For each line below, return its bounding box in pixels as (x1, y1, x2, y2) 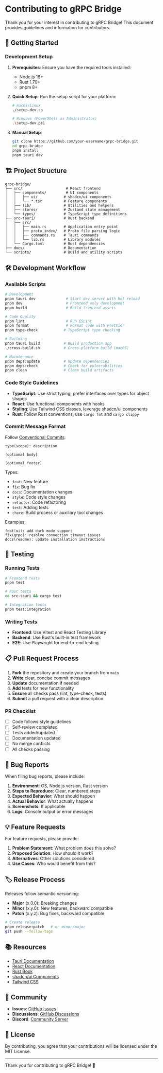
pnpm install (12, 148, 39, 153)
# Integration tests (5, 602, 47, 607)
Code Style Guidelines (5, 379, 59, 386)
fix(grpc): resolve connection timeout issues (5, 532, 101, 538)
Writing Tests (5, 618, 37, 625)
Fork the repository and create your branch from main (12, 669, 119, 675)
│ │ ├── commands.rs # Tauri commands (5, 233, 98, 238)
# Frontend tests (5, 576, 40, 580)
